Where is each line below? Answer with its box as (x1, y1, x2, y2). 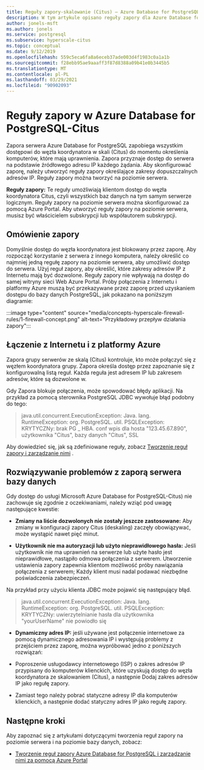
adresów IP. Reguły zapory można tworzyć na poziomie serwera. (6, 174, 169, 181)
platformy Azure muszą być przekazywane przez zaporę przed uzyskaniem (6, 284, 195, 292)
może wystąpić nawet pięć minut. (15, 530, 99, 537)
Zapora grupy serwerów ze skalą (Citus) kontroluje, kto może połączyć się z (6, 355, 196, 363)
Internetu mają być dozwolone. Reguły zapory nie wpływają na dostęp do (6, 271, 189, 279)
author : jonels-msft (6, 20, 59, 26)
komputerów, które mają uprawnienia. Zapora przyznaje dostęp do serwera (6, 155, 194, 162)
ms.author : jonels (6, 26, 53, 32)
